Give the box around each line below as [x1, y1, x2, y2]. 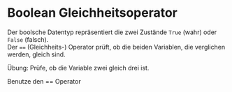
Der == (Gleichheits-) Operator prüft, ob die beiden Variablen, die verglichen [7, 43, 226, 51]
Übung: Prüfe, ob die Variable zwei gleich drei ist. [7, 63, 150, 72]
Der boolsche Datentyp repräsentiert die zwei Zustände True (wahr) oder [7, 28, 217, 36]
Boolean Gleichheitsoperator [7, 5, 178, 21]
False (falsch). [7, 35, 49, 43]
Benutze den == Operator [7, 77, 82, 85]
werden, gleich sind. [7, 50, 66, 59]
